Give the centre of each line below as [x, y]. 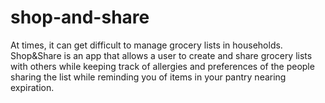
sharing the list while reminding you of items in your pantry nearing [148, 77]
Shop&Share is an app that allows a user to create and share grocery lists [161, 55]
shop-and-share [80, 17]
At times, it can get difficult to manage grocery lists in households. [146, 45]
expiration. [32, 87]
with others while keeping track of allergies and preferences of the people [162, 66]
